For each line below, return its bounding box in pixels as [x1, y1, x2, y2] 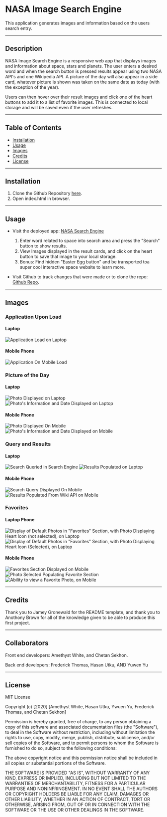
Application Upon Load [5, 313, 62, 320]
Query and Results [5, 440, 51, 447]
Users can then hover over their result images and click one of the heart [5, 94, 153, 100]
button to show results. [19, 243, 67, 249]
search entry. [5, 25, 32, 31]
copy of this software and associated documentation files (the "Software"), [5, 724, 159, 730]
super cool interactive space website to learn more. [19, 264, 125, 270]
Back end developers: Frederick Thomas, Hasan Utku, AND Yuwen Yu [5, 662, 148, 668]
